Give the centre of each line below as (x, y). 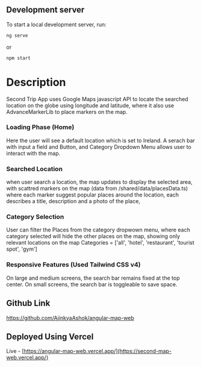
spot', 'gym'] (22, 249)
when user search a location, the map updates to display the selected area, (99, 182)
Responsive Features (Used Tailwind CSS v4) (73, 265)
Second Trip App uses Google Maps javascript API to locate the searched (97, 99)
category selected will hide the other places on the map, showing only (93, 236)
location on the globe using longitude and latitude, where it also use (90, 105)
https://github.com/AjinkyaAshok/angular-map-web (70, 318)
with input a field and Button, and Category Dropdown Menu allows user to (99, 146)
